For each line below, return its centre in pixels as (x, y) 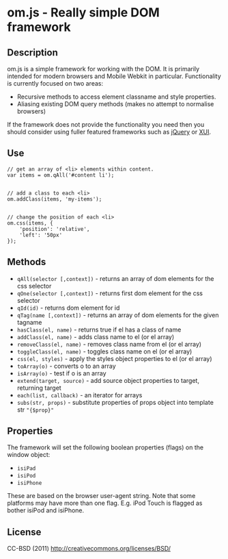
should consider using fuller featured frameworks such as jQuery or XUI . (109, 132)
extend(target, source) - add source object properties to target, (108, 380)
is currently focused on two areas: (55, 83)
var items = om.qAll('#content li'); (61, 175)
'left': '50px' (41, 235)
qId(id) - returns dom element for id (68, 308)
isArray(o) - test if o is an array (61, 373)
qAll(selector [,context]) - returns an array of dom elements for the (115, 278)
